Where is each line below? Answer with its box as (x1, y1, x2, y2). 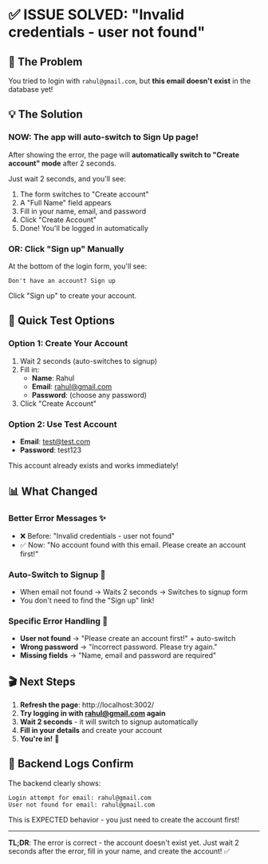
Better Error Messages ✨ (8, 513, 106, 524)
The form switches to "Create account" (19, 189, 149, 199)
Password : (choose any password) (31, 390, 148, 400)
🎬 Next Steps (8, 675, 76, 688)
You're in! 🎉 (19, 734, 60, 744)
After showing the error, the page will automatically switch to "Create (8, 149, 240, 159)
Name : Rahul (31, 373, 75, 383)
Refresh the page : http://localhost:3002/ (19, 700, 154, 710)
